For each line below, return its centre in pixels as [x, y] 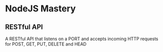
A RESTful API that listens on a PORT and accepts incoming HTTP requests [82, 39]
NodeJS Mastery [40, 9]
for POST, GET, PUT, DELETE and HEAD [46, 44]
